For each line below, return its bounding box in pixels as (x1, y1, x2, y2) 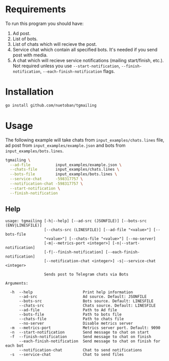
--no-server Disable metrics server (18, 321, 133, 326)
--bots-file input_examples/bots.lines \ (10, 172, 117, 177)
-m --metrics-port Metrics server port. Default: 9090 (10, 325, 160, 330)
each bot (5, 343, 24, 348)
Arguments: (5, 281, 29, 286)
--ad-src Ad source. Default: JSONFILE (18, 294, 147, 299)
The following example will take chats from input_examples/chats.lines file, (5, 136, 164, 143)
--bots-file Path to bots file (18, 312, 122, 317)
